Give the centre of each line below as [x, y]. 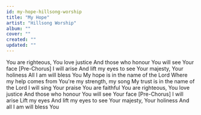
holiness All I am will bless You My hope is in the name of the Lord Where [97, 75]
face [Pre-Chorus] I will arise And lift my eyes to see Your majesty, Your [95, 68]
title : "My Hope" [28, 17]
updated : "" [21, 46]
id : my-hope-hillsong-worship [44, 12]
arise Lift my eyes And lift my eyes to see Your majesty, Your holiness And [98, 100]
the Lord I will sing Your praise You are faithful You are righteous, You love [98, 87]
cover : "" [19, 34]
